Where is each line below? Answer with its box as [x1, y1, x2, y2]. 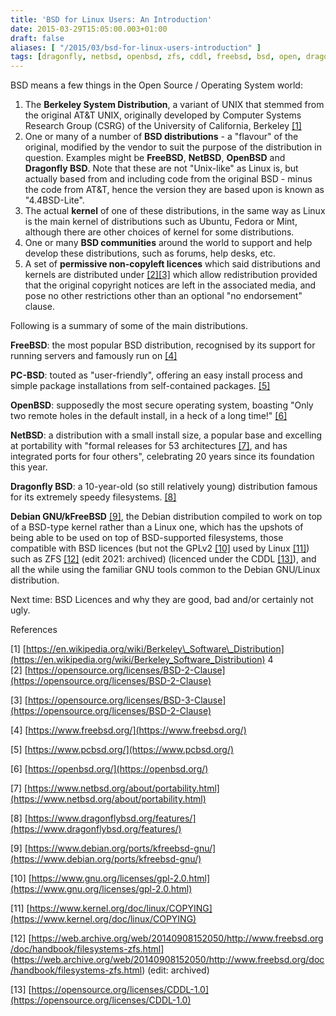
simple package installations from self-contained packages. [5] [10, 380, 271, 392]
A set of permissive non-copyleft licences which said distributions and [24, 258, 321, 270]
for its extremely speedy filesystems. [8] [10, 491, 177, 503]
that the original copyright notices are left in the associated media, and [24, 279, 317, 291]
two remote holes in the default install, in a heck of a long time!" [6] [10, 410, 288, 422]
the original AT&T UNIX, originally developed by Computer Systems [24, 109, 302, 121]
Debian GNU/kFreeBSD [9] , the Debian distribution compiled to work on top [10, 511, 323, 523]
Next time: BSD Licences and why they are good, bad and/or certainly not [10, 594, 314, 606]
